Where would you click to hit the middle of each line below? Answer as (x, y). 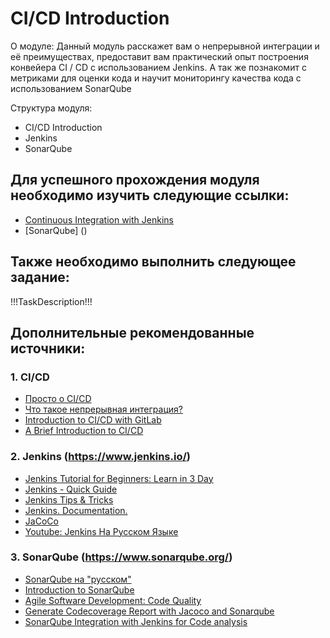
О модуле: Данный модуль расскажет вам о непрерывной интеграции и (165, 46)
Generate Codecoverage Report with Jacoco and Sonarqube (149, 611)
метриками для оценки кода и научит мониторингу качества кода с (156, 78)
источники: (48, 348)
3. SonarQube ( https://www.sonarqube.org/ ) (121, 557)
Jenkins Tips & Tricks (69, 499)
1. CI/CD (30, 377)
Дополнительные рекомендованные (132, 332)
